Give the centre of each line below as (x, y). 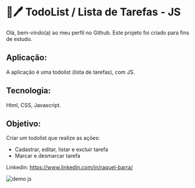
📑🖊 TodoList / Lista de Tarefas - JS (93, 12)
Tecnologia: (28, 91)
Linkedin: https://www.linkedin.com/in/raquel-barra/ (70, 167)
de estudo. (19, 39)
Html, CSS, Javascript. (33, 105)
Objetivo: (24, 123)
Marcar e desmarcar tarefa (47, 156)
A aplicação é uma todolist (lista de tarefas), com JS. (71, 72)
